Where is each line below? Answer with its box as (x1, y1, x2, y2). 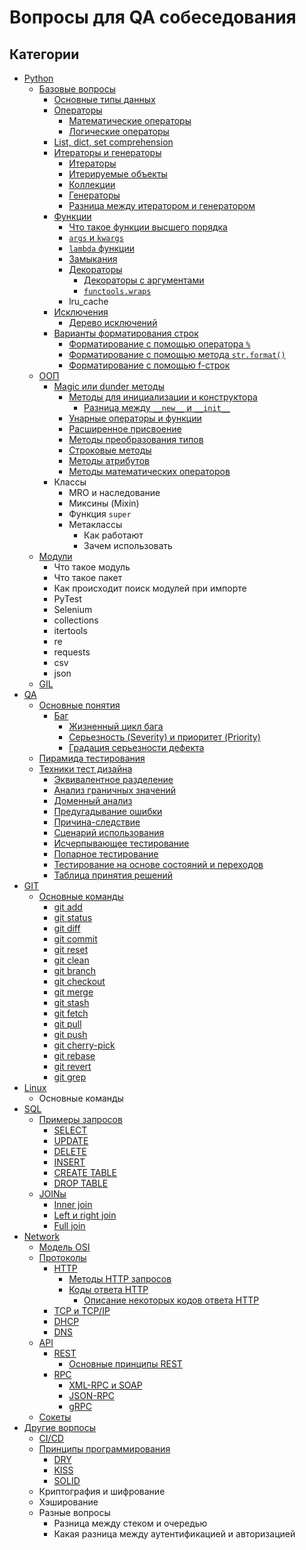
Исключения (53, 306, 109, 318)
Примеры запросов (38, 1114, 123, 1125)
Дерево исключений (68, 317, 158, 328)
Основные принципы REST (68, 1358, 183, 1370)
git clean (53, 954, 90, 966)
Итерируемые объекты (68, 168, 168, 180)
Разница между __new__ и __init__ (83, 402, 231, 413)
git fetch (53, 1007, 89, 1019)
